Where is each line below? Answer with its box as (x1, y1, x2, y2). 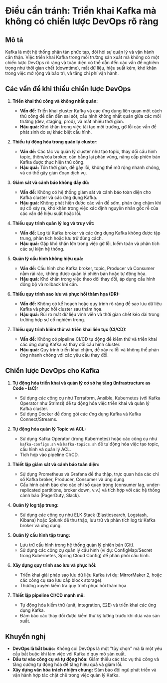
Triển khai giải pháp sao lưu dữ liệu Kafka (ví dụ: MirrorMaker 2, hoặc (19, 572, 162, 578)
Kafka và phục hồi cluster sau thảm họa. (19, 306, 103, 312)
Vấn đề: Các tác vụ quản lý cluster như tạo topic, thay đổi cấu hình (19, 148, 157, 154)
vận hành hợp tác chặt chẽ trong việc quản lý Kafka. (12, 672, 120, 678)
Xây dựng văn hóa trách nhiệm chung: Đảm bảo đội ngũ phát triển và (12, 667, 157, 673)
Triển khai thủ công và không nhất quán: (12, 98, 98, 104)
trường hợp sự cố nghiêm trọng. (19, 316, 86, 323)
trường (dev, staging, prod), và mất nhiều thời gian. (19, 118, 125, 124)
